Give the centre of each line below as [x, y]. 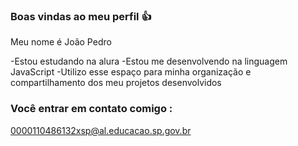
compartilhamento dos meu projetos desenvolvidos [116, 83]
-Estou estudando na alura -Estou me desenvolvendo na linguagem [149, 61]
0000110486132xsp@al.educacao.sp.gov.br [101, 130]
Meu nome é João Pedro [61, 42]
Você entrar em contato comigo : [91, 109]
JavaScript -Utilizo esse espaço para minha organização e [131, 72]
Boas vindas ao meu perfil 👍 [81, 16]
